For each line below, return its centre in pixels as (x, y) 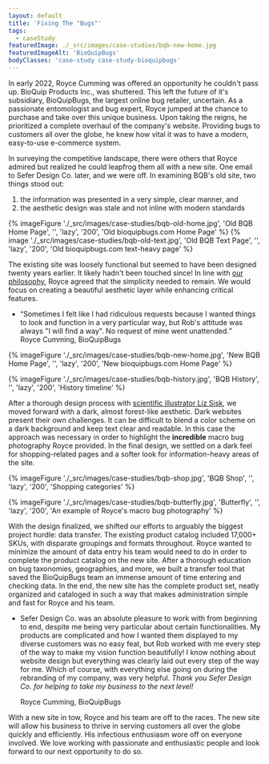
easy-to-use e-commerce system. (65, 143)
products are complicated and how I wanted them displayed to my (129, 635)
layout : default (35, 16)
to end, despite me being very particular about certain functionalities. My (140, 626)
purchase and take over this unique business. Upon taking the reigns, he (128, 117)
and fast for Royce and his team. (62, 602)
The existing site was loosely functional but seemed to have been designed (132, 264)
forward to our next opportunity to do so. (76, 751)
